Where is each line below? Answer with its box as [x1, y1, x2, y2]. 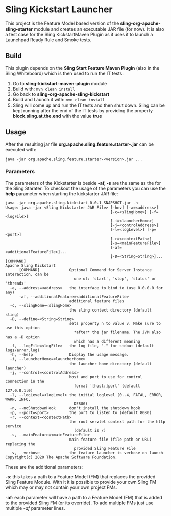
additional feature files [69, 298, 125, 304]
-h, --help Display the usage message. [10, 352, 129, 357]
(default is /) [74, 428, 106, 433]
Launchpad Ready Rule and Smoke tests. [5, 37, 92, 43]
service [5, 423, 22, 429]
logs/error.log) [5, 348, 40, 353]
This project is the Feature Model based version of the [5, 20, 119, 27]
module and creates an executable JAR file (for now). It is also [34, 25, 164, 32]
